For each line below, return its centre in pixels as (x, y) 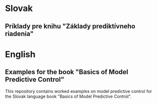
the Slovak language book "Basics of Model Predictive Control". (68, 96)
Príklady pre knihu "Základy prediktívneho (70, 26)
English (20, 54)
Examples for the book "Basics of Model (67, 72)
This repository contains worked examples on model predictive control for (78, 91)
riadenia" (19, 33)
